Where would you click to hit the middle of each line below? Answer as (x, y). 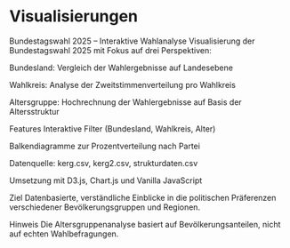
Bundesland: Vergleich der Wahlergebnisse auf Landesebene (121, 68)
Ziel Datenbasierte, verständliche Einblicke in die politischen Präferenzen (143, 197)
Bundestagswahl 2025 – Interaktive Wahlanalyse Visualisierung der (132, 41)
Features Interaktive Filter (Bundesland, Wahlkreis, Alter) (113, 128)
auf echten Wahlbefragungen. (64, 234)
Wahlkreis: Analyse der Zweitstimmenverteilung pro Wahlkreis (122, 84)
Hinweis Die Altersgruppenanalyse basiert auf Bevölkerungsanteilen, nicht (145, 224)
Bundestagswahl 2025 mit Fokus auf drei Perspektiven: (110, 50)
